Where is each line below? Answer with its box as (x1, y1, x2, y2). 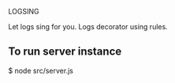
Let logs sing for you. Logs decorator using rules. (8, 22, 168, 31)
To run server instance (8, 45, 122, 58)
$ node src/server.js (8, 66, 73, 75)
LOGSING (8, 7, 39, 16)
